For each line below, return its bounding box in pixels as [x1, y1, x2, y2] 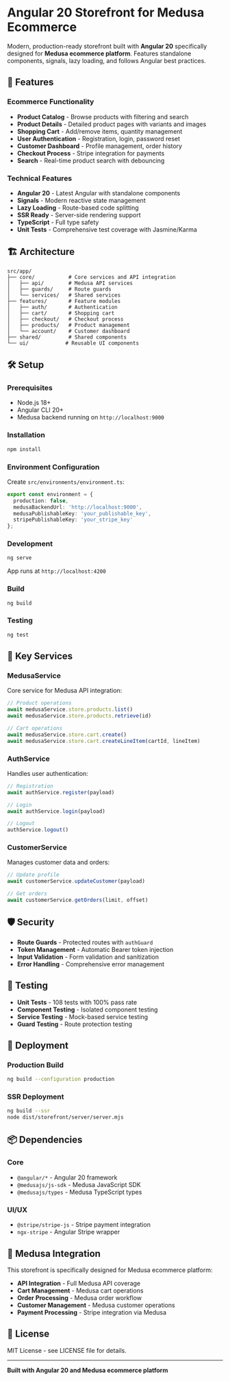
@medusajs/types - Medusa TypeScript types [16, 1188, 142, 1196]
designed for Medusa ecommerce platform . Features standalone [7, 49, 192, 58]
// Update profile [7, 872, 60, 879]
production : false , [13, 497, 69, 504]
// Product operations [7, 700, 72, 707]
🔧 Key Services [7, 650, 73, 662]
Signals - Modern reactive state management [16, 196, 146, 204]
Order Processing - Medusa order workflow [16, 1293, 142, 1301]
